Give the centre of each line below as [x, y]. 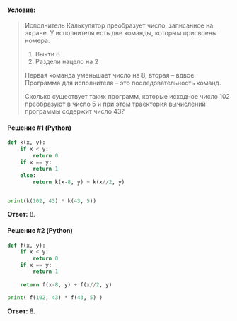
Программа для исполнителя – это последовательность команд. [123, 83]
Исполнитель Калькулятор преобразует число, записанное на [119, 25]
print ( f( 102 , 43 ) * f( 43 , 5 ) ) [55, 297]
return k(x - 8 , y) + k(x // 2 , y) [79, 182]
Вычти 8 [47, 54]
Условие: [22, 10]
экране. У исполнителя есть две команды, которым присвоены [121, 33]
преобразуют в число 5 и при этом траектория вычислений [115, 104]
